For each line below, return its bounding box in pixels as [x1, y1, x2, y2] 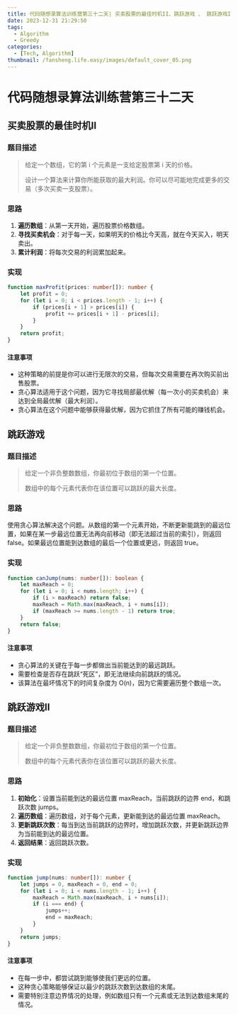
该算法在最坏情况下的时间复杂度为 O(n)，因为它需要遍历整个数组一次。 [17, 679, 225, 687]
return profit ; [20, 330, 65, 337]
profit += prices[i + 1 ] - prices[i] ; [45, 310, 160, 317]
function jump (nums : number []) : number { [7, 874, 132, 881]
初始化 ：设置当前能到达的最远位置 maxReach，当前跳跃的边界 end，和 [17, 794, 225, 802]
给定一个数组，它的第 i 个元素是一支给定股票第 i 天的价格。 [24, 160, 197, 169]
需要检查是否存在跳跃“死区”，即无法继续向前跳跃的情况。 [17, 669, 186, 678]
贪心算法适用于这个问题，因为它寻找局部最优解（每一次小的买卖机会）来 [17, 388, 229, 396]
